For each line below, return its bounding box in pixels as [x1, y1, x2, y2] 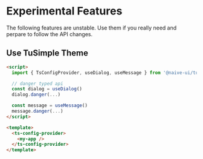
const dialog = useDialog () [11, 86, 83, 92]
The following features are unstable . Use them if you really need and [6, 24, 177, 31]
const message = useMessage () [11, 102, 88, 109]
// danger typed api [11, 80, 63, 87]
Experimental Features [6, 4, 123, 18]
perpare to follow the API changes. [6, 30, 93, 37]
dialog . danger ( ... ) [11, 92, 61, 98]
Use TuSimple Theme [6, 48, 89, 58]
